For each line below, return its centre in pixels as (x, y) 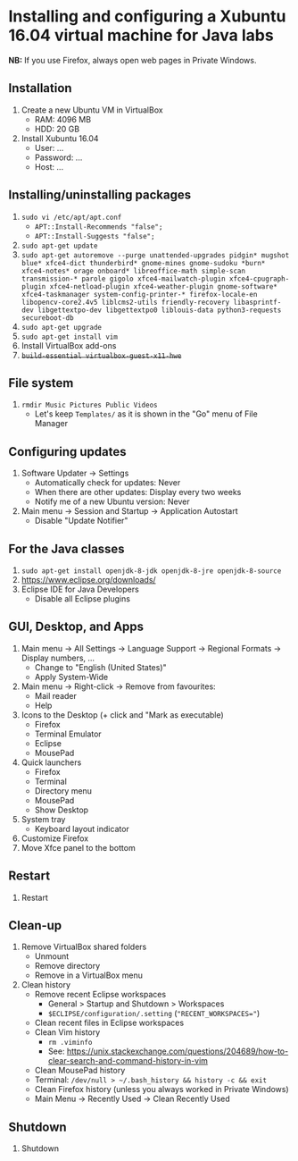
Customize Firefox (55, 838)
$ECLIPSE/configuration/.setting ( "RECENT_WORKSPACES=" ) (154, 1014)
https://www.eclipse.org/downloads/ (89, 580)
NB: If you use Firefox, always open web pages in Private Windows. (132, 60)
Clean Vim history (67, 1032)
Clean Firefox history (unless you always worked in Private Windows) (161, 1089)
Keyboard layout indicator (82, 829)
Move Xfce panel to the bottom (78, 847)
